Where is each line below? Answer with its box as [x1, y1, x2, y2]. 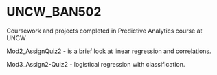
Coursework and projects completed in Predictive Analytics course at [6, 27, 203, 35]
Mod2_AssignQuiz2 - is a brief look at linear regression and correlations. [6, 47, 212, 55]
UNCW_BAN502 [6, 4, 102, 20]
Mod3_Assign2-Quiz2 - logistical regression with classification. [6, 60, 185, 68]
